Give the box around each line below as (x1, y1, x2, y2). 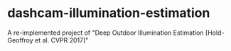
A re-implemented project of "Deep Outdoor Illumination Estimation (7, 28, 204, 37)
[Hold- (205, 28, 225, 37)
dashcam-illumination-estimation (7, 5, 210, 21)
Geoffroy (7, 35, 33, 44)
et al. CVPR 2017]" (34, 35, 89, 44)
